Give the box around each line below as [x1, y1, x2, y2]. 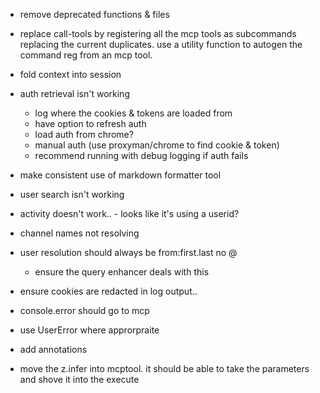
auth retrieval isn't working [19, 88, 130, 99]
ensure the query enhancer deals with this [34, 266, 210, 278]
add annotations [19, 344, 88, 355]
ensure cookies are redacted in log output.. [19, 285, 198, 297]
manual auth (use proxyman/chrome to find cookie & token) [34, 139, 280, 151]
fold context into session [19, 69, 122, 80]
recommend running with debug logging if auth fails [34, 150, 249, 161]
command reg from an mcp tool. [19, 49, 153, 61]
